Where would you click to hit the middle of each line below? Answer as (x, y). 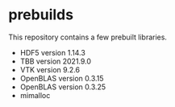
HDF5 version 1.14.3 (53, 52)
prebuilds (41, 15)
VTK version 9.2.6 (50, 69)
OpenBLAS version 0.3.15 (62, 78)
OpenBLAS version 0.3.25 (63, 87)
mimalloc (35, 95)
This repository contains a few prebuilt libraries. (88, 37)
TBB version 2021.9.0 (55, 61)
